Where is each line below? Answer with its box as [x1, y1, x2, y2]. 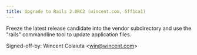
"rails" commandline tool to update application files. [6, 30, 132, 38]
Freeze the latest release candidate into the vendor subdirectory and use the [6, 25, 192, 32]
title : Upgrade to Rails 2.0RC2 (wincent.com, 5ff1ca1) [6, 8, 146, 15]
